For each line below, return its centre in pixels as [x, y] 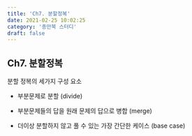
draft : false [26, 33]
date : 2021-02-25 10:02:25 [46, 20]
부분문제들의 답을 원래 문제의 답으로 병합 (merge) [84, 111]
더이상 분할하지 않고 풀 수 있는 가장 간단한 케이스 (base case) [101, 126]
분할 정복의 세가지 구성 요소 [45, 82]
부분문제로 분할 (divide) [50, 96]
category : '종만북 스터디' [42, 27]
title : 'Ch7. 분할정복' [39, 14]
